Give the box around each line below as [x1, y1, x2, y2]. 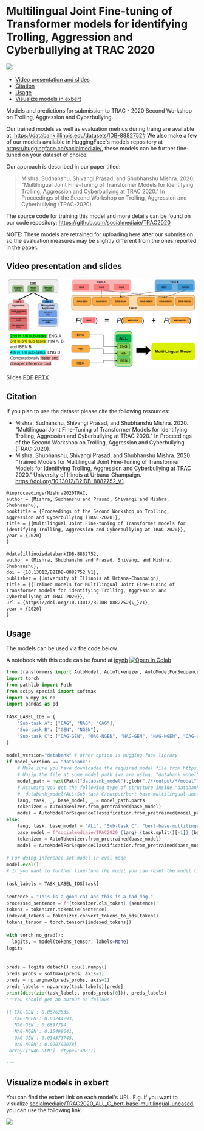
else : [6, 817, 20, 823]
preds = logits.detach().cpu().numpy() [6, 964, 107, 970]
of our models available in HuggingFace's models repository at [6, 138, 163, 145]
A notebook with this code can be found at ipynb [6, 656, 129, 664]
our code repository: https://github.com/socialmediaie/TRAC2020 [6, 219, 171, 226]
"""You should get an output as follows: [6, 996, 113, 1003]
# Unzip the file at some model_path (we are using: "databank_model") [17, 772, 202, 778]
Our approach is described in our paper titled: [6, 163, 121, 170]
